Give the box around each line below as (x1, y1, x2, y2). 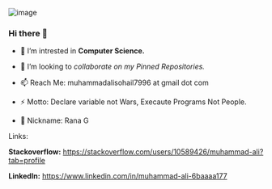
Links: (8, 132, 28, 141)
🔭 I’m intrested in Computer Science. (19, 46, 145, 56)
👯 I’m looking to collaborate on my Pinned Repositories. (19, 61, 205, 72)
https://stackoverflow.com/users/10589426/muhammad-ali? (62, 147, 264, 157)
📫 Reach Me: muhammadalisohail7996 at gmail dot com (19, 78, 209, 88)
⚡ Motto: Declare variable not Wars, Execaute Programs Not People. (19, 97, 247, 107)
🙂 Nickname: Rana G (19, 115, 89, 125)
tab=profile (8, 156, 46, 166)
